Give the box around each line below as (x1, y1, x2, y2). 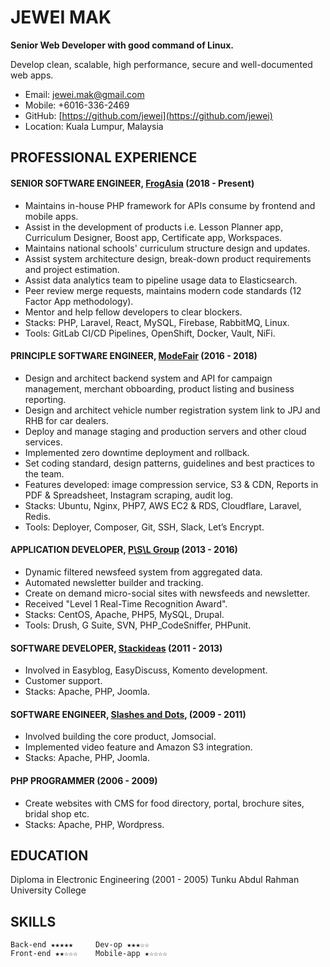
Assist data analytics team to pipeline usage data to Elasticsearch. (24, 274, 298, 286)
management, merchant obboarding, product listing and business (24, 382, 295, 395)
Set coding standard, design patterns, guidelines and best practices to (24, 457, 315, 469)
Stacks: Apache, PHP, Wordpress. (24, 818, 165, 830)
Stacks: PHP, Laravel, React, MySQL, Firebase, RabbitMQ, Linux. (24, 316, 290, 328)
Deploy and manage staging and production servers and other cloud (24, 425, 307, 437)
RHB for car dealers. (24, 414, 109, 426)
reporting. (24, 393, 67, 405)
